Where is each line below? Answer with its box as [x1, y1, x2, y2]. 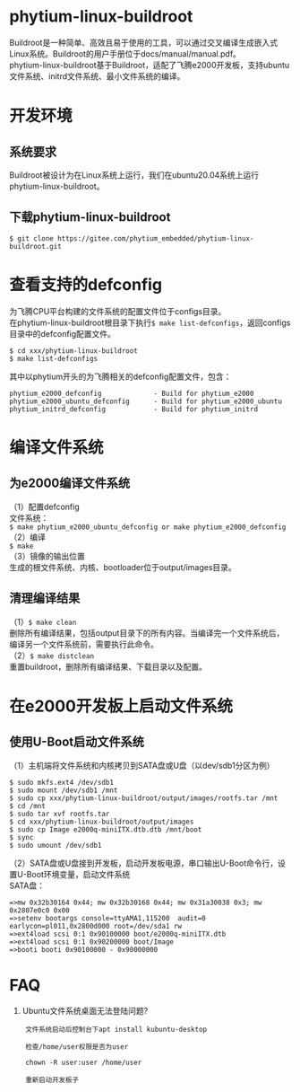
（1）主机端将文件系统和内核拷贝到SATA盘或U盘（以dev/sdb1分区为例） [9, 760, 275, 771]
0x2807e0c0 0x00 [9, 905, 70, 915]
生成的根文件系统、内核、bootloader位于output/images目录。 [9, 561, 237, 572]
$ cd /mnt [9, 801, 47, 810]
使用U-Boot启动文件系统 [9, 735, 145, 750]
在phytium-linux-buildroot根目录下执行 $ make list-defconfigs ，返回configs [9, 317, 291, 328]
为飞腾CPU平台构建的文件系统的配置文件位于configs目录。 [9, 305, 227, 316]
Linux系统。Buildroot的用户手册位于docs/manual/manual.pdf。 [9, 48, 242, 59]
